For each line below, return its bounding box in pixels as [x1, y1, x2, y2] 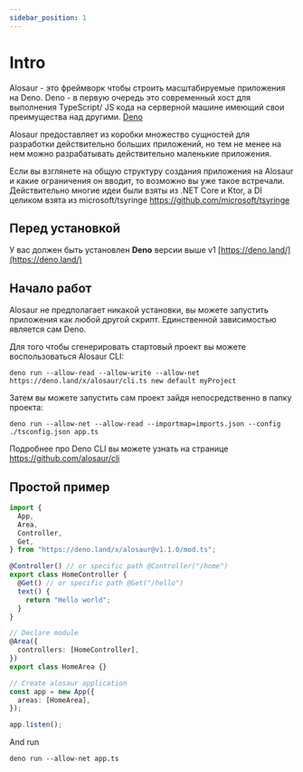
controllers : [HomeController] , [17, 645, 140, 655]
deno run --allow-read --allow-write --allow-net [9, 369, 201, 378]
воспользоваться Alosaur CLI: [9, 351, 125, 362]
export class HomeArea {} [9, 662, 107, 671]
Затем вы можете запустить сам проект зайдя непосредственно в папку [9, 392, 292, 403]
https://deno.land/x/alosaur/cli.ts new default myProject [9, 377, 237, 386]
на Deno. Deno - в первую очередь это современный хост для [9, 92, 251, 102]
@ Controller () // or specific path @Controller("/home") [9, 562, 229, 571]
